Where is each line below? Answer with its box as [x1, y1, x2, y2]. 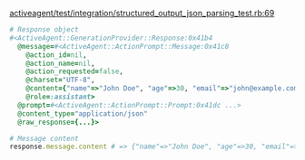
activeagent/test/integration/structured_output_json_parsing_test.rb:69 [9, 8, 275, 18]
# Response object [9, 25, 79, 34]
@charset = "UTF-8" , [25, 76, 95, 85]
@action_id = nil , [25, 50, 88, 60]
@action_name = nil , [25, 59, 95, 68]
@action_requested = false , [25, 67, 124, 76]
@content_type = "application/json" [17, 108, 148, 118]
